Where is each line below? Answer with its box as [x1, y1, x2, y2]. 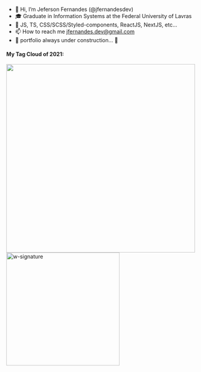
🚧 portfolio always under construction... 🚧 [14, 37, 118, 43]
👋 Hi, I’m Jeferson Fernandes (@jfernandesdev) [14, 6, 134, 13]
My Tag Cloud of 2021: [6, 50, 65, 57]
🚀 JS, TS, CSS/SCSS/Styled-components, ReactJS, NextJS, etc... [14, 21, 177, 28]
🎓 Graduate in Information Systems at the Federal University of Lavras [14, 13, 192, 19]
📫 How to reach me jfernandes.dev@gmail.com [14, 28, 135, 35]
